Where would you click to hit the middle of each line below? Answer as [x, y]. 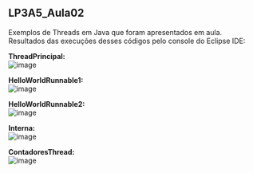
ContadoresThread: [42, 151]
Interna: [22, 128]
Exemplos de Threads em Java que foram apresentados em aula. [115, 32]
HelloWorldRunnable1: [46, 80]
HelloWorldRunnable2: [47, 104]
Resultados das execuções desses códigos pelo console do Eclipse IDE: [127, 41]
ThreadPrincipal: [37, 56]
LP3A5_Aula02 [46, 13]
